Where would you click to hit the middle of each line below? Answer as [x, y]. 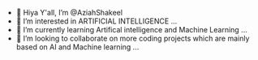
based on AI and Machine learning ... [77, 47]
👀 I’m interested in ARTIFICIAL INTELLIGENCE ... [97, 21]
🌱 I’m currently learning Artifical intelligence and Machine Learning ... [131, 30]
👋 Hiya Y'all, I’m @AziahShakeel [69, 13]
